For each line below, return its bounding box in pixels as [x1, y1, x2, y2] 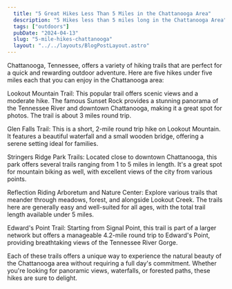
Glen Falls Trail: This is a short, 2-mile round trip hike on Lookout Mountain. [7, 125, 221, 133]
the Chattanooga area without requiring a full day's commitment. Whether [7, 259, 217, 267]
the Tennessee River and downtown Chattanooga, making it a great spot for [7, 104, 222, 112]
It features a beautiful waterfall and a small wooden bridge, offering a [7, 132, 204, 140]
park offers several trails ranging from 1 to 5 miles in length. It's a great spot [7, 160, 222, 168]
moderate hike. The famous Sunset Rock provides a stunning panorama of [7, 97, 219, 104]
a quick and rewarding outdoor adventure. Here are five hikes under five [7, 68, 213, 77]
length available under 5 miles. [7, 210, 95, 218]
